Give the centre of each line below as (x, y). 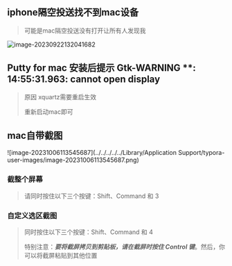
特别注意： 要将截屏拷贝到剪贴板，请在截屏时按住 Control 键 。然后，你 (124, 247)
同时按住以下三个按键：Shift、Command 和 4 (89, 232)
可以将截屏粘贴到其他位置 (61, 256)
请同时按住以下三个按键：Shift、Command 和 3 (91, 196)
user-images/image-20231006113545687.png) (73, 160)
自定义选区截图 (32, 215)
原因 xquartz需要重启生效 (60, 97)
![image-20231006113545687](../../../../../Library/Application (92, 153)
